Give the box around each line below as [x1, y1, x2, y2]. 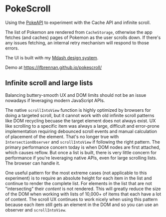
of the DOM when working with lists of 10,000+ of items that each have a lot [5, 191, 162, 197]
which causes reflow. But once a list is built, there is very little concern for [5, 149, 157, 155]
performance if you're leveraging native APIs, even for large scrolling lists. [5, 155, 157, 161]
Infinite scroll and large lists [5, 79, 93, 87]
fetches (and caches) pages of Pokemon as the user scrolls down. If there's [5, 34, 161, 40]
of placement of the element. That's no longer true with [5, 133, 119, 140]
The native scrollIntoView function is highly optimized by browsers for [5, 107, 151, 113]
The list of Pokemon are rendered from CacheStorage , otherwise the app [5, 29, 153, 35]
